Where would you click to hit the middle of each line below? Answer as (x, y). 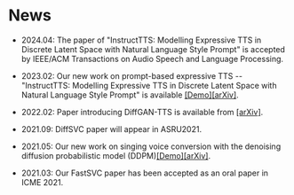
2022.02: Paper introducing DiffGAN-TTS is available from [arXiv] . (142, 112)
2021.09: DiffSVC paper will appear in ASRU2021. (111, 129)
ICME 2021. (42, 182)
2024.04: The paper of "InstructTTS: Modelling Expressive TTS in (141, 40)
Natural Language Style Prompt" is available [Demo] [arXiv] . (130, 95)
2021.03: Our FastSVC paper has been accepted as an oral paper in (144, 173)
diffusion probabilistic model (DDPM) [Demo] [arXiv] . (115, 155)
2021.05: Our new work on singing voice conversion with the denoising (151, 146)
